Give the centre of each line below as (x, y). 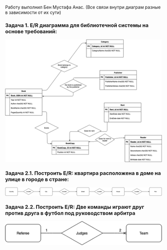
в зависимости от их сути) (33, 12)
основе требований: (31, 31)
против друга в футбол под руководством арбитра (70, 213)
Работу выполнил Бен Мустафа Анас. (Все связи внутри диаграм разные (83, 7)
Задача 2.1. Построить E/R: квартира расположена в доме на (83, 173)
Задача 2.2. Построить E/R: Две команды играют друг (75, 207)
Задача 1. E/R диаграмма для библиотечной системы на (77, 25)
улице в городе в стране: (37, 179)
